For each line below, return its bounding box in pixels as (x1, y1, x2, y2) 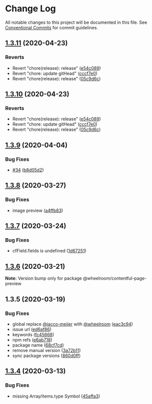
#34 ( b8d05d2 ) (12, 167, 44, 173)
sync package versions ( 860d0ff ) (12, 353, 81, 358)
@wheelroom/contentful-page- (83, 275, 147, 281)
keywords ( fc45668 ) (12, 331, 54, 337)
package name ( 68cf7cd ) (12, 342, 64, 348)
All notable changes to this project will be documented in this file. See (5, 19, 148, 25)
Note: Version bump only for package (5, 275, 82, 281)
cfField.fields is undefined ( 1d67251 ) (12, 248, 87, 254)
